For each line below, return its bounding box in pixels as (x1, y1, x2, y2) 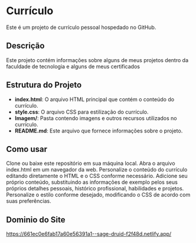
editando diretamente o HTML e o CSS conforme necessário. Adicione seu (6, 173, 188, 180)
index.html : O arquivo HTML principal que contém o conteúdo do (14, 96, 175, 103)
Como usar (6, 144, 48, 154)
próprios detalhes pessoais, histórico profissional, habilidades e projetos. (6, 185, 184, 192)
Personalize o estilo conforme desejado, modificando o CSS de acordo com (6, 191, 191, 199)
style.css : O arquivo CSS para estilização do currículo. (14, 108, 149, 115)
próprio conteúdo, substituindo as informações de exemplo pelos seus (6, 179, 178, 186)
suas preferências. (6, 197, 51, 205)
